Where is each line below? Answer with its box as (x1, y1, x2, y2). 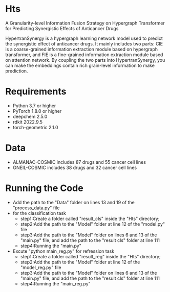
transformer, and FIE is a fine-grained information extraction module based (5, 52, 163, 58)
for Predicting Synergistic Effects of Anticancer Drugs (5, 25, 119, 31)
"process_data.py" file (12, 205, 60, 211)
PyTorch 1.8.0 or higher (12, 108, 62, 114)
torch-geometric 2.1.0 (12, 124, 58, 130)
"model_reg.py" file (20, 264, 61, 271)
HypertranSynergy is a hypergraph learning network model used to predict (5, 35, 163, 41)
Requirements (5, 86, 67, 98)
